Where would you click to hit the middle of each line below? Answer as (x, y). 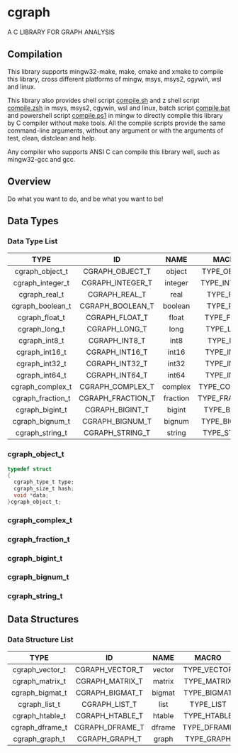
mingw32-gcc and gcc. (41, 159)
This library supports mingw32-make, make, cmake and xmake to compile (115, 71)
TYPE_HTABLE (208, 716)
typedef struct (30, 469)
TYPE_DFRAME (208, 727)
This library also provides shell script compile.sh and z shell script (103, 100)
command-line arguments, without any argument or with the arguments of (115, 130)
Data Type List (33, 241)
